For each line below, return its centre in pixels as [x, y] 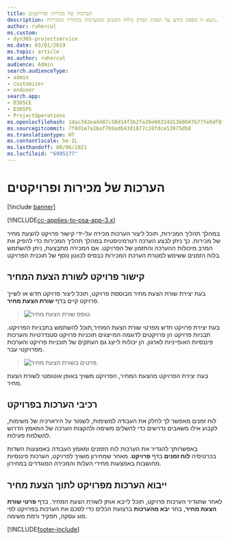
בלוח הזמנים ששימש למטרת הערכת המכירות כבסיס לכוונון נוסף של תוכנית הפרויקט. [114, 255]
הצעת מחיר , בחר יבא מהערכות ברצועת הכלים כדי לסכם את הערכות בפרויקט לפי [112, 509]
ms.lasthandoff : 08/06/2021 [47, 148]
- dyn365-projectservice [42, 39]
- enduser [21, 90]
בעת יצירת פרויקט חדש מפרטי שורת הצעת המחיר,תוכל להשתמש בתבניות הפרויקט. [114, 327]
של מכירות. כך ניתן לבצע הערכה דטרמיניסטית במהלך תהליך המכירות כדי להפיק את [114, 240]
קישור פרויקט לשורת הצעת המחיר [76, 277]
